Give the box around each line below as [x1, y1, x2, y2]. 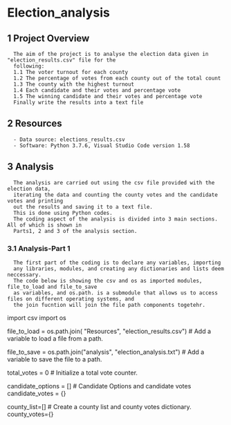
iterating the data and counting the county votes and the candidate [13, 191, 218, 198]
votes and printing [7, 197, 64, 205]
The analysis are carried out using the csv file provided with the [13, 179, 215, 186]
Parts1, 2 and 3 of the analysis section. [13, 227, 138, 234]
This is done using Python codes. [13, 209, 113, 216]
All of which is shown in [7, 221, 82, 229]
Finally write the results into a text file [13, 99, 144, 106]
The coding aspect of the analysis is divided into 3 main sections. [13, 216, 218, 223]
